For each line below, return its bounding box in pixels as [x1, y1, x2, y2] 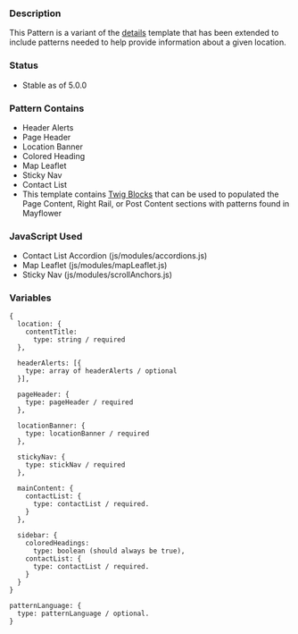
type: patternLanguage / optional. [17, 609, 150, 619]
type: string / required [32, 335, 126, 344]
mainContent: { [17, 484, 74, 494]
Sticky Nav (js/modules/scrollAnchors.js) [21, 269, 172, 280]
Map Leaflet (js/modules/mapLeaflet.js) [21, 260, 168, 271]
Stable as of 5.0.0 [21, 80, 87, 90]
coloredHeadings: [25, 539, 90, 548]
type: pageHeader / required [25, 398, 134, 407]
